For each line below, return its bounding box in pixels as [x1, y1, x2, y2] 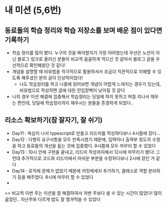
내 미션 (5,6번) [4, 5, 61, 16]
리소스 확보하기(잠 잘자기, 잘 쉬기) [4, 116, 103, 124]
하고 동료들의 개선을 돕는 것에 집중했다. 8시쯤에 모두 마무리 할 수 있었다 [17, 142, 156, 148]
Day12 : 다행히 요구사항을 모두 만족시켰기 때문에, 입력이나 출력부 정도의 [11, 136, 151, 142]
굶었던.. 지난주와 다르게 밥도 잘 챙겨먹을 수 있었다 [4, 196, 101, 202]
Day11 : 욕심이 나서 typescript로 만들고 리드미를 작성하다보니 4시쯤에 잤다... [11, 130, 160, 136]
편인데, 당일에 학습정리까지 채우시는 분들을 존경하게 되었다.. [17, 100, 133, 106]
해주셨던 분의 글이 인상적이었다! [21, 75, 83, 81]
